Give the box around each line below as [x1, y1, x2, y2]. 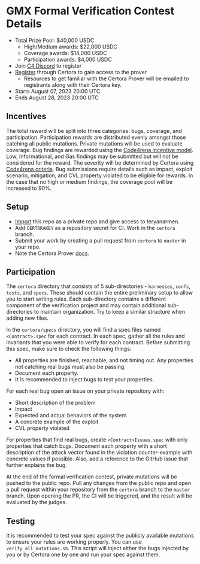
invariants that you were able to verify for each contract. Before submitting [6, 339, 190, 346]
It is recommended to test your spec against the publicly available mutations [6, 532, 195, 539]
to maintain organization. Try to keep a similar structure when [34, 308, 186, 316]
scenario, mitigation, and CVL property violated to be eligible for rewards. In [6, 172, 193, 179]
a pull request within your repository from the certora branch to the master [6, 486, 190, 493]
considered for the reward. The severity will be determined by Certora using [6, 159, 194, 166]
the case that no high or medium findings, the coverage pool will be [6, 178, 172, 185]
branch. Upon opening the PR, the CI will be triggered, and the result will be [6, 492, 193, 499]
